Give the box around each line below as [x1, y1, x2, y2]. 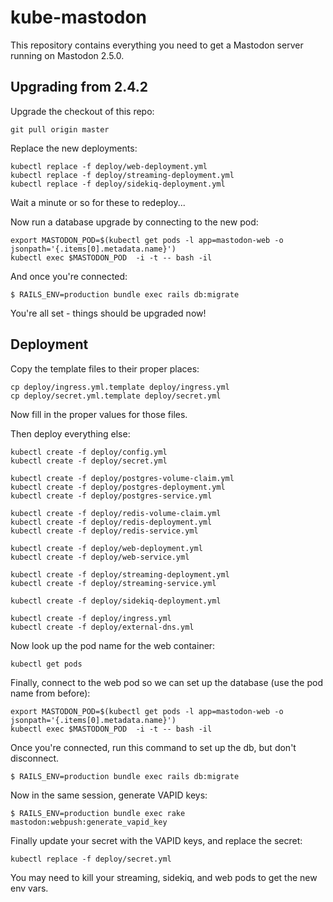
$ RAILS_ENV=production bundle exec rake [10, 808, 186, 818]
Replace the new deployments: [10, 142, 138, 154]
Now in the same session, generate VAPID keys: [10, 789, 208, 801]
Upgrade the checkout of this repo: [10, 105, 155, 117]
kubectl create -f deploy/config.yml [10, 447, 168, 457]
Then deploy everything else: [10, 427, 131, 440]
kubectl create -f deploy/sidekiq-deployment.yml [10, 596, 222, 606]
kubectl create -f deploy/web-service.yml [10, 552, 190, 562]
